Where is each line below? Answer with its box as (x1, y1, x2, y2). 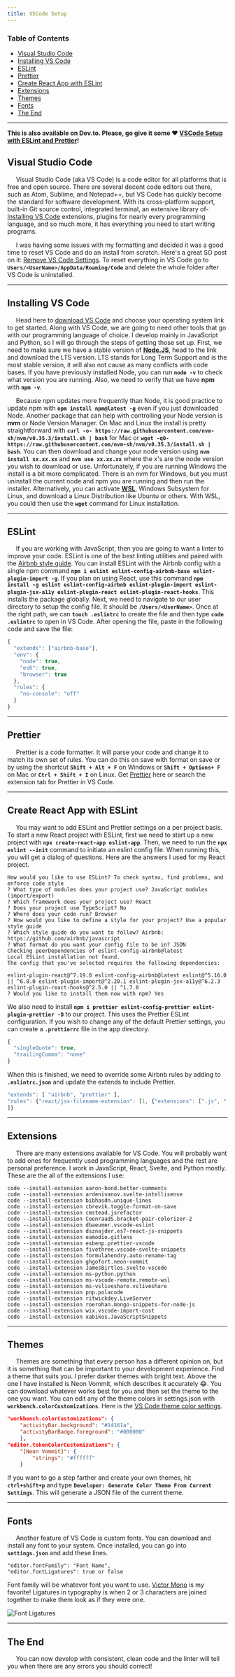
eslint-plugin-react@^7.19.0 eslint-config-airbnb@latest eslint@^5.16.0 (7, 972, 227, 979)
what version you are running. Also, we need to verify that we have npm (7, 375, 215, 383)
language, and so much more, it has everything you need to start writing (7, 220, 215, 228)
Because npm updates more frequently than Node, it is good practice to (15, 396, 223, 404)
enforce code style (7, 879, 64, 887)
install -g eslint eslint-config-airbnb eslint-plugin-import (7, 581, 192, 588)
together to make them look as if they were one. (7, 1596, 145, 1604)
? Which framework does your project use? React (7, 898, 152, 905)
